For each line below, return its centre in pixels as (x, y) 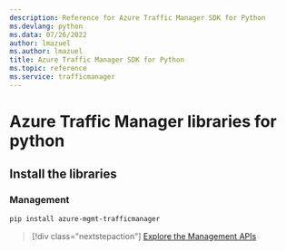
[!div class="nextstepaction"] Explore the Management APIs (144, 236)
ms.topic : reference (49, 69)
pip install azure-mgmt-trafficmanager (85, 218)
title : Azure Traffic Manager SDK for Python (97, 60)
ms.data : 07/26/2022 (49, 34)
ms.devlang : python (46, 26)
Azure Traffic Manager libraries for (143, 121)
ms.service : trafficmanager (63, 77)
